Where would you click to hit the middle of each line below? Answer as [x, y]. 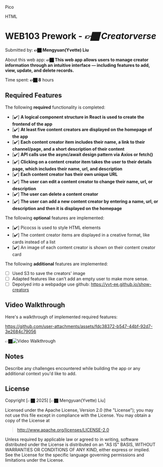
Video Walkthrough [35, 305]
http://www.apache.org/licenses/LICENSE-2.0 [63, 430]
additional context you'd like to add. [41, 373]
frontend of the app [32, 124]
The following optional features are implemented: [55, 218]
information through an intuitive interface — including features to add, [77, 65]
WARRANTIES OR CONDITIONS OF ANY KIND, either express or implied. [77, 450]
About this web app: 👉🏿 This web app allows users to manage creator [77, 59]
